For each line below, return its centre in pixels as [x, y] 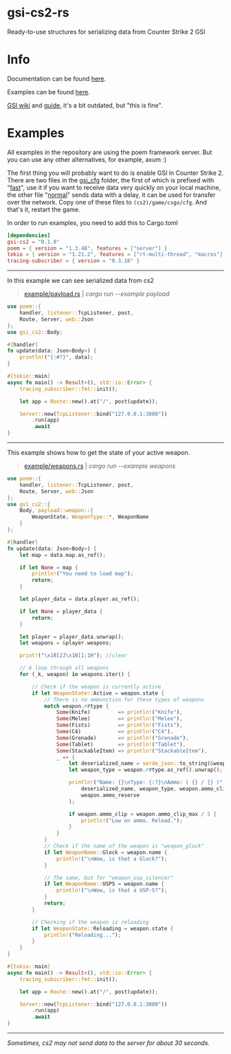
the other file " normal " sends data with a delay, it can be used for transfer [111, 195]
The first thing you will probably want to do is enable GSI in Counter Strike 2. [115, 173]
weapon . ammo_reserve [110, 795]
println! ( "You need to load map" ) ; [83, 574]
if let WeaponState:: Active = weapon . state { [98, 693]
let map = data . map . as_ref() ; [63, 555]
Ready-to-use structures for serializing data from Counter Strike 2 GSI [106, 32]
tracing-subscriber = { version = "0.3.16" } [73, 261]
